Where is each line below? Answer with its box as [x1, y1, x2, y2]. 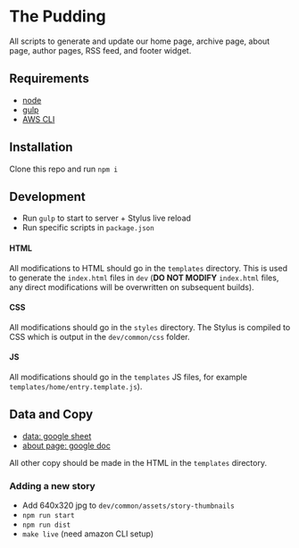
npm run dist [21, 520, 71, 530]
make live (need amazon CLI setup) [21, 528, 154, 539]
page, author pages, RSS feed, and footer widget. [9, 45, 192, 55]
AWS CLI [21, 113, 55, 124]
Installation [9, 140, 73, 155]
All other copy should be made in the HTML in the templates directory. [9, 457, 268, 468]
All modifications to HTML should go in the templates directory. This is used [9, 262, 288, 273]
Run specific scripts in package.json [21, 222, 154, 233]
